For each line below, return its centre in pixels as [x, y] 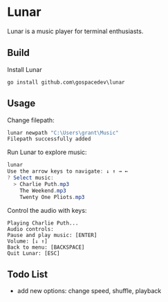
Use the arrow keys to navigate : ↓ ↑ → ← [68, 171]
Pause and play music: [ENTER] [52, 235]
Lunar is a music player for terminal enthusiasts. [75, 31]
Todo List [28, 274]
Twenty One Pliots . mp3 [52, 197]
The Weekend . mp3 [43, 191]
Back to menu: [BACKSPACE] [46, 247]
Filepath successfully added [49, 139]
